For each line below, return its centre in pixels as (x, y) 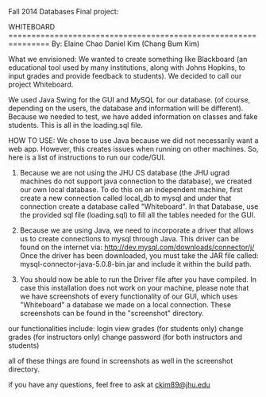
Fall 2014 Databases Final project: (64, 12)
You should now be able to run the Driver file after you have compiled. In (138, 279)
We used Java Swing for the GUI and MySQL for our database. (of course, (129, 100)
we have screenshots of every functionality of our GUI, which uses (129, 296)
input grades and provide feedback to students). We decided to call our (125, 76)
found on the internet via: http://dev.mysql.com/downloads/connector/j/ (137, 247)
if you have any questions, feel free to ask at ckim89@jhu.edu (109, 385)
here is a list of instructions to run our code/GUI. (87, 157)
